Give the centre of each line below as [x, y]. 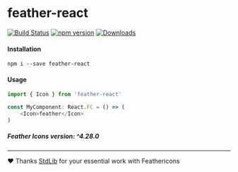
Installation [24, 49]
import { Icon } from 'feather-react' [64, 94]
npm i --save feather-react [49, 64]
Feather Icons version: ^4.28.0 [53, 137]
